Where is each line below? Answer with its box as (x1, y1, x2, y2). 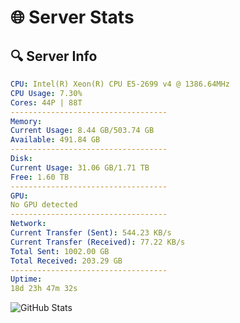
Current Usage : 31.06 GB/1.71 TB (10, 162, 150, 173)
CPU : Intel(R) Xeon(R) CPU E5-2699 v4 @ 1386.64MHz (10, 79, 230, 89)
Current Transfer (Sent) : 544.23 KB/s (10, 228, 172, 238)
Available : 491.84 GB (10, 135, 101, 145)
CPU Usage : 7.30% (10, 88, 83, 98)
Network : (10, 219, 47, 229)
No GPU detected (10, 200, 78, 210)
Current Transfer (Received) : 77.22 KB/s (10, 237, 186, 247)
